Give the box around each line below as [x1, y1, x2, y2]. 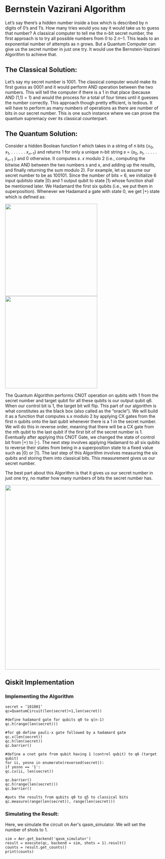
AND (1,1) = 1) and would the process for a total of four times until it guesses [5, 95, 159, 100]
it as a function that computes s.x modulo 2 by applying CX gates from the [5, 413, 156, 419]
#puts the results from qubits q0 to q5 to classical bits [5, 795, 129, 799]
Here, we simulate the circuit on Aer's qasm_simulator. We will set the [5, 821, 146, 827]
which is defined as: [5, 193, 46, 200]
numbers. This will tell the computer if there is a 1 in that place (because [5, 89, 151, 95]
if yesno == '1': [5, 764, 41, 769]
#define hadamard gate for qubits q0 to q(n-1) [5, 717, 105, 722]
